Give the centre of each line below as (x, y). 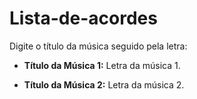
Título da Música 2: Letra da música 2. (104, 84)
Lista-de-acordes (83, 18)
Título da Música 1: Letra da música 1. (102, 65)
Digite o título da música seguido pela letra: (98, 46)
